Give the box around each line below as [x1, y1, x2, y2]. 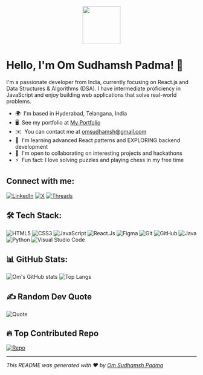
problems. [6, 97, 31, 105]
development [14, 143, 48, 150]
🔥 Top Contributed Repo [6, 328, 99, 338]
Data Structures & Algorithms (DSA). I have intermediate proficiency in [6, 85, 181, 92]
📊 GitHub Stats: [6, 254, 68, 264]
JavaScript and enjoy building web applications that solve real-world [6, 91, 177, 99]
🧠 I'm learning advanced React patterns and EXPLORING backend [14, 136, 181, 144]
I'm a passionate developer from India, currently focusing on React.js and [6, 78, 189, 85]
